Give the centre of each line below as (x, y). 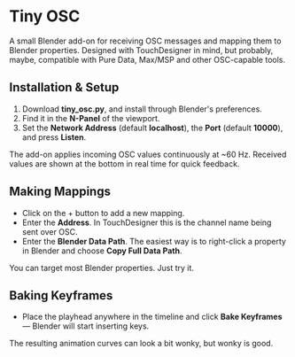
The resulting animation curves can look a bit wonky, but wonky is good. (141, 344)
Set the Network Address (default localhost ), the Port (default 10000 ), (152, 128)
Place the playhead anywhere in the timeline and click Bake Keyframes (152, 317)
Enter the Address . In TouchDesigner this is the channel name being (147, 222)
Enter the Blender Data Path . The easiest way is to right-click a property (154, 241)
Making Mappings (60, 192)
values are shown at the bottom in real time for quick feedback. (124, 163)
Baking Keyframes (61, 295)
